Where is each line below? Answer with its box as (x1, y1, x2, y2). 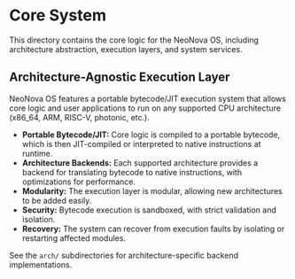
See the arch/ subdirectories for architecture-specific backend (9, 250, 239, 260)
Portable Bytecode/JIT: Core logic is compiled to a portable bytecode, (21, 129, 281, 140)
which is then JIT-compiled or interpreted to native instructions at (21, 138, 261, 149)
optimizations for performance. (21, 176, 136, 187)
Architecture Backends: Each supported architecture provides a (21, 157, 259, 168)
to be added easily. (21, 195, 92, 205)
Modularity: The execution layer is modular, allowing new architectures (21, 185, 283, 196)
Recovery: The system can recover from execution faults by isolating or (21, 223, 285, 234)
